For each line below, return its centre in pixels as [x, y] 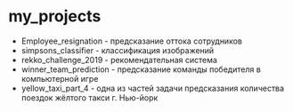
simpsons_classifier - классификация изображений [118, 50]
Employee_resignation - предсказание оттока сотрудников [131, 41]
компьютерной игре [60, 78]
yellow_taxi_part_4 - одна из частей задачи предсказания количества [153, 88]
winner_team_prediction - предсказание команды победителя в [141, 69]
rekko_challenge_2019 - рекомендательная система [119, 60]
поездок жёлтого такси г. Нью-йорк [90, 97]
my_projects [55, 16]
